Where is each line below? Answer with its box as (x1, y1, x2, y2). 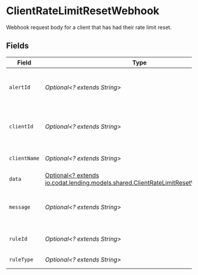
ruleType (9, 256, 34, 263)
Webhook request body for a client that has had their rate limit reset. (6, 24, 172, 31)
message (9, 203, 31, 211)
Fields (6, 41, 29, 51)
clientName (9, 155, 39, 161)
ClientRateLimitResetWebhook (6, 4, 160, 18)
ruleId (9, 235, 28, 242)
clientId (9, 123, 34, 130)
